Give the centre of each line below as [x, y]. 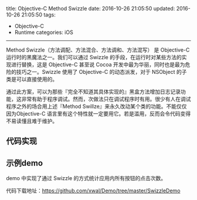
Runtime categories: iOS [44, 32]
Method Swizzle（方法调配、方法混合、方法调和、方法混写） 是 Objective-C [98, 50]
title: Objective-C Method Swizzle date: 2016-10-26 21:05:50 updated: [91, 9]
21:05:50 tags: [38, 15]
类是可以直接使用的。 [32, 79]
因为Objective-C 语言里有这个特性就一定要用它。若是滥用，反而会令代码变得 [98, 113]
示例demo [24, 163]
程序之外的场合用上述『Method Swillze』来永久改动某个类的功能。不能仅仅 [96, 106]
